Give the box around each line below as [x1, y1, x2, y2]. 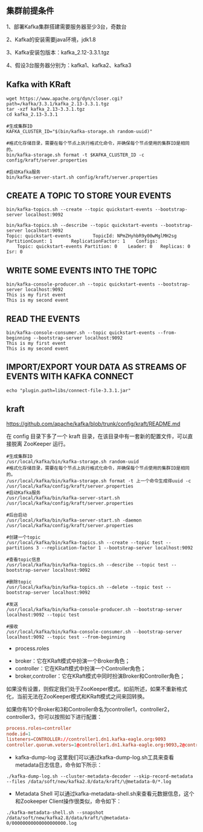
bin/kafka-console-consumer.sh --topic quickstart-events [6, 330, 155, 336]
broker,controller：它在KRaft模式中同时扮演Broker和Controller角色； [14, 672, 185, 680]
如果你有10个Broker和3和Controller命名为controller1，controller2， [6, 706, 173, 713]
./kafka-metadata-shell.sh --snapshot [6, 810, 104, 816]
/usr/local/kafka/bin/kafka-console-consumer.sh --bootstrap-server [6, 629, 182, 635]
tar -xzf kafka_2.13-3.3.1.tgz [6, 106, 85, 112]
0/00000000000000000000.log [6, 821, 77, 827]
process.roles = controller [6, 725, 71, 731]
